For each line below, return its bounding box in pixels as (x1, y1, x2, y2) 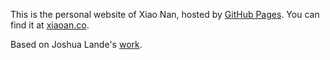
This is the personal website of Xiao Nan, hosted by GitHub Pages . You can (10, 9, 320, 20)
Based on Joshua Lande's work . (10, 39, 143, 50)
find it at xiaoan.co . (10, 19, 90, 31)
